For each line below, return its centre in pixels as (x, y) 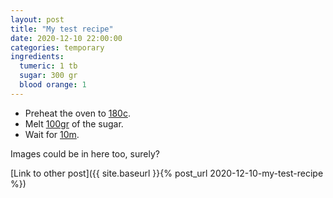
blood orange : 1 (53, 85)
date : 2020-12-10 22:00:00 (66, 38)
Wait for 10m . (52, 134)
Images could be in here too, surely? (85, 153)
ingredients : (37, 57)
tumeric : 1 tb (48, 66)
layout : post (37, 19)
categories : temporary (57, 47)
